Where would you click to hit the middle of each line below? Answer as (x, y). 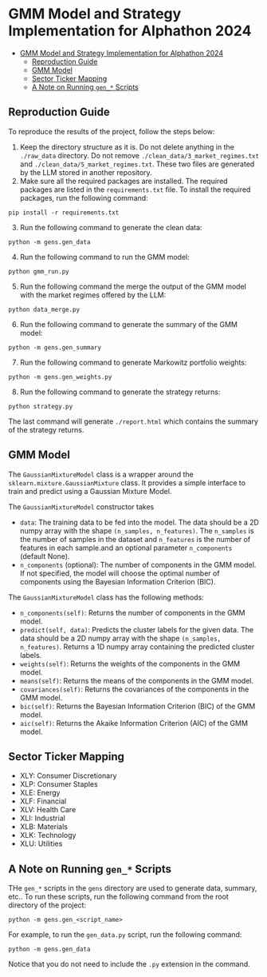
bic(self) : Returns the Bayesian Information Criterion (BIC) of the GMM (137, 706)
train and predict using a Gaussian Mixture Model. (90, 491)
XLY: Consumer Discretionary (68, 776)
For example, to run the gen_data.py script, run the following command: (125, 935)
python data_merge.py (44, 309)
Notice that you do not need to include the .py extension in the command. (130, 964)
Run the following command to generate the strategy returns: (120, 392)
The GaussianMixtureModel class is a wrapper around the (101, 474)
